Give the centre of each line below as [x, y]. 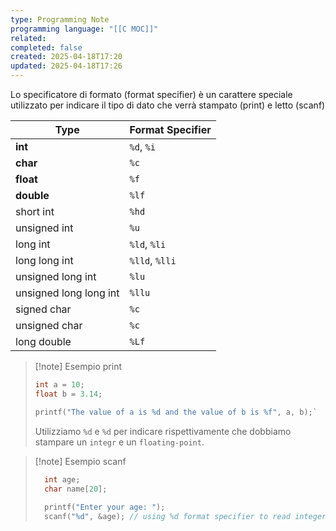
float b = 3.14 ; [68, 394]
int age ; [62, 479]
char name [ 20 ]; [76, 489]
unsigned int [44, 228]
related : [28, 38]
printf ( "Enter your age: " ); [105, 507]
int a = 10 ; [59, 385]
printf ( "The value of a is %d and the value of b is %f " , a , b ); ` [176, 412]
